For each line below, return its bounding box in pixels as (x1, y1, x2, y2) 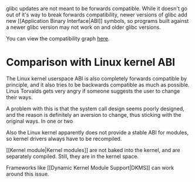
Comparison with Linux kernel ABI (6, 56, 176, 69)
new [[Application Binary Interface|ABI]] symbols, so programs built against (6, 18, 189, 24)
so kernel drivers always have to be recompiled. (6, 135, 122, 142)
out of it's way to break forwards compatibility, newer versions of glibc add (6, 11, 188, 18)
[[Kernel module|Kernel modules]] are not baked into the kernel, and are (6, 146, 180, 153)
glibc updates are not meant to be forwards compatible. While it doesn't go (6, 5, 188, 12)
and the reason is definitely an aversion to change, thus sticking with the (6, 111, 181, 118)
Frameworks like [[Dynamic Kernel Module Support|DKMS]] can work (6, 164, 174, 171)
